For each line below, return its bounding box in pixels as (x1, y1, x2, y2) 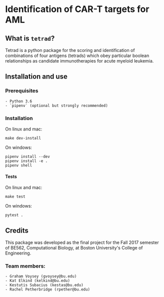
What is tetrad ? (5, 34, 55, 42)
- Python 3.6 (5, 98, 32, 103)
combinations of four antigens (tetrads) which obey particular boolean (5, 52, 150, 58)
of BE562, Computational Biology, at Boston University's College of (5, 245, 143, 250)
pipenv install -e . (5, 158, 48, 163)
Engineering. (5, 250, 31, 256)
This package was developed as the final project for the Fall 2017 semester (5, 239, 159, 245)
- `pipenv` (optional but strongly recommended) (5, 103, 108, 108)
